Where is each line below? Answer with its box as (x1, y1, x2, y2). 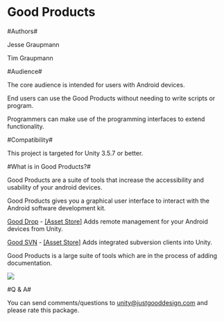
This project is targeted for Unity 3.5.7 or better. (7, 149, 144, 157)
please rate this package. (7, 306, 80, 314)
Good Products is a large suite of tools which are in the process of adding (7, 251, 217, 259)
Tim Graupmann (7, 53, 53, 62)
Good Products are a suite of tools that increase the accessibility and (7, 176, 205, 184)
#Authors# (7, 27, 38, 35)
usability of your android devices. (7, 183, 103, 191)
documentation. (7, 259, 53, 267)
